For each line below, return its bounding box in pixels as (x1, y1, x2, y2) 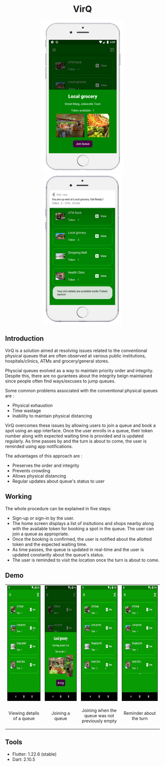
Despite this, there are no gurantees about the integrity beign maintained (5, 373, 152, 379)
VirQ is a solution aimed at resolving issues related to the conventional (5, 348, 147, 353)
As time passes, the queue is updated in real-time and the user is (12, 546, 144, 553)
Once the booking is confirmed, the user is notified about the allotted (12, 536, 152, 542)
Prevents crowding (12, 467, 51, 474)
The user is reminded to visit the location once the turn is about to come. (12, 557, 160, 563)
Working (5, 492, 32, 501)
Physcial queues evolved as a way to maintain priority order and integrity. (5, 367, 154, 373)
